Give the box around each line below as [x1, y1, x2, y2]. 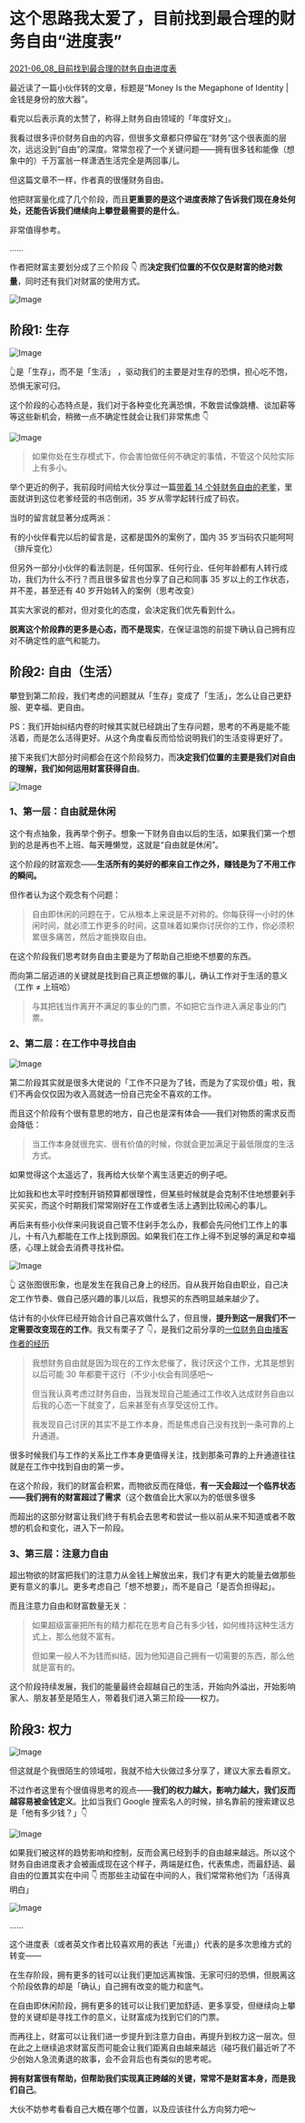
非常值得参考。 [9, 224, 65, 235]
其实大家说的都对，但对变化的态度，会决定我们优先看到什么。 [9, 604, 241, 615]
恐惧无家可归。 [9, 379, 65, 391]
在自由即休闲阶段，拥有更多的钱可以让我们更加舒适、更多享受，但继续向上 [9, 2000, 288, 2011]
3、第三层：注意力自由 [9, 1548, 109, 1561]
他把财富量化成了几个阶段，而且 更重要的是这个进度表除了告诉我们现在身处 [9, 193, 288, 205]
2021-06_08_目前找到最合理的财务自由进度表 [9, 63, 177, 74]
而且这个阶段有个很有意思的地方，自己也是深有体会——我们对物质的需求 [9, 1107, 280, 1119]
